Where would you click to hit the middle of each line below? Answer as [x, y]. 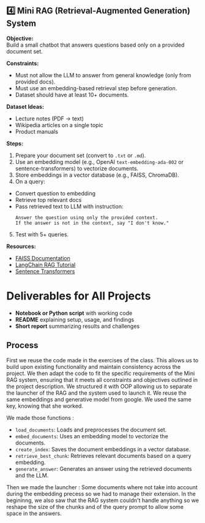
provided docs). [35, 82]
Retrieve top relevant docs [48, 200]
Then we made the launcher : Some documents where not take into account [102, 487]
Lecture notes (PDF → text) [50, 118]
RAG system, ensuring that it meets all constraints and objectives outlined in [102, 379]
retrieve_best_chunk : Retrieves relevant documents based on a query [103, 455]
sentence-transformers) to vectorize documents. [77, 168]
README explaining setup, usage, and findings [75, 319]
